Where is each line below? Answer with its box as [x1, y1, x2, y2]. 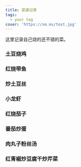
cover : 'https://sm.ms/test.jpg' [5, 21, 77, 27]
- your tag [10, 17, 33, 22]
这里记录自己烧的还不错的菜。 [5, 36, 68, 42]
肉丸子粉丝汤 [5, 140, 37, 147]
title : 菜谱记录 [5, 7, 37, 13]
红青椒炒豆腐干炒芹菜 [5, 155, 58, 162]
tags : [5, 12, 17, 17]
